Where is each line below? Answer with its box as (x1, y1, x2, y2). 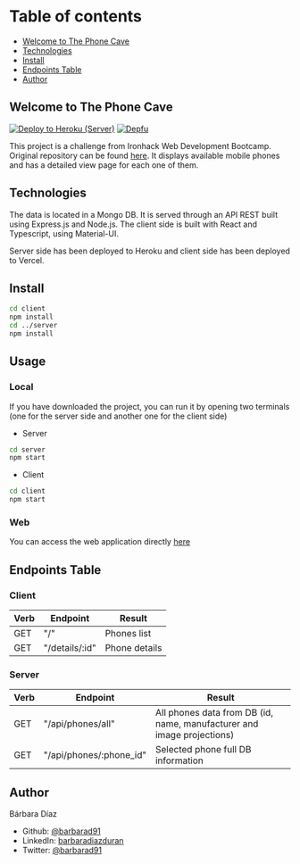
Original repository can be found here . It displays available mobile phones (9, 150, 280, 161)
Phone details (104, 642, 162, 654)
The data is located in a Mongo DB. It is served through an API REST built (9, 209, 279, 220)
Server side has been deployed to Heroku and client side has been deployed (9, 245, 290, 256)
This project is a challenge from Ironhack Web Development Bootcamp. (9, 140, 272, 151)
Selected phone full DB (154, 744, 252, 756)
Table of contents (9, 6, 143, 27)
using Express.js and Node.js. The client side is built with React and (9, 219, 257, 229)
